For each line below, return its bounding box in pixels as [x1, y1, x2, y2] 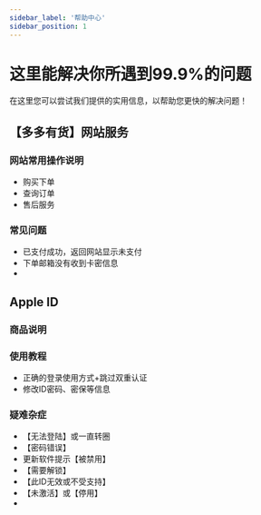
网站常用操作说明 [9, 154, 84, 166]
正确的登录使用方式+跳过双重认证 [22, 372, 148, 383]
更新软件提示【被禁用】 [22, 453, 111, 464]
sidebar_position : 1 [9, 22, 88, 31]
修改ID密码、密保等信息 [22, 383, 111, 395]
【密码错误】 [22, 442, 71, 453]
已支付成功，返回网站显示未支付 [22, 246, 142, 257]
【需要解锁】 [22, 465, 71, 476]
